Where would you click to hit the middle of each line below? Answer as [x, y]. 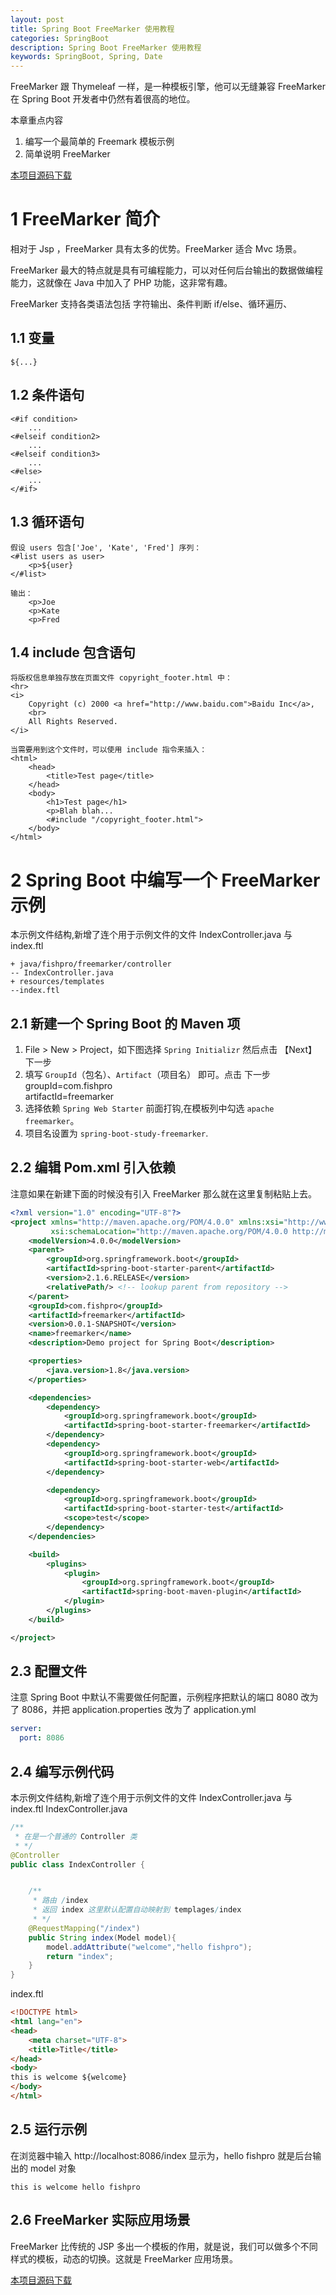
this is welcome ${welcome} [69, 2077]
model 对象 [53, 2168]
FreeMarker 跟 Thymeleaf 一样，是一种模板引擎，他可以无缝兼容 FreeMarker [168, 87]
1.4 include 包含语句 [73, 652]
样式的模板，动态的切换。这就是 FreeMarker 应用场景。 [124, 2258]
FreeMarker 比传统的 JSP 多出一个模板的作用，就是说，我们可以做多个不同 [164, 2246]
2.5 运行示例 [49, 2129]
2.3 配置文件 [49, 1671]
